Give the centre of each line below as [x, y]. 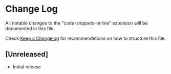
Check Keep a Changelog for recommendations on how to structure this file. [86, 38]
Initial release [27, 66]
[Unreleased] [27, 54]
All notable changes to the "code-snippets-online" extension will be [77, 23]
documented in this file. [30, 28]
